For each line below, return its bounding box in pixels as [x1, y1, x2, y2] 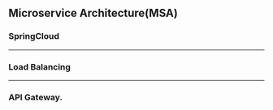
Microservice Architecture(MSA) [8, 6, 179, 20]
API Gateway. [8, 91, 63, 103]
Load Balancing [8, 61, 71, 72]
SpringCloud [8, 31, 59, 42]
